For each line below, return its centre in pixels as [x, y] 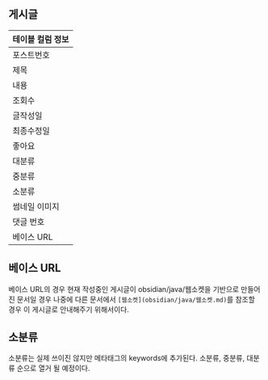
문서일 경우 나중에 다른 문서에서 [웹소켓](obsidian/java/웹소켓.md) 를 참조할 [136, 299]
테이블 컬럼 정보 [41, 39]
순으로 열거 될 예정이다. [53, 368]
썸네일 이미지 [36, 206]
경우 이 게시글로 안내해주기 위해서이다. [69, 309]
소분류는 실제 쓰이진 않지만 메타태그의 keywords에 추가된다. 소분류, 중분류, [126, 358]
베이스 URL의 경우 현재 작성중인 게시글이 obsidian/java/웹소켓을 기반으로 [124, 289]
